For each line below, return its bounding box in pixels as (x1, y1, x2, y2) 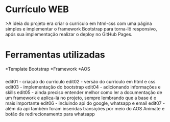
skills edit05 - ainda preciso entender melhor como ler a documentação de (5, 89, 162, 95)
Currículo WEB (5, 4, 69, 15)
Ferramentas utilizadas (5, 49, 106, 60)
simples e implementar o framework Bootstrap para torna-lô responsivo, (5, 25, 157, 32)
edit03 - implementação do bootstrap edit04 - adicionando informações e (5, 84, 161, 90)
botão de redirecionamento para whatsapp (5, 111, 95, 117)
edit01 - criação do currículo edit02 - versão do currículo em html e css (5, 78, 156, 84)
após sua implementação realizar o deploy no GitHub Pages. (5, 31, 133, 37)
